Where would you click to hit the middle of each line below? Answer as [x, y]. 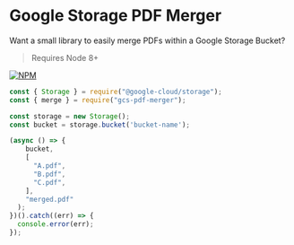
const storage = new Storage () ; [69, 116]
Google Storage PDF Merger [116, 16]
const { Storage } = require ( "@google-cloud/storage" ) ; [116, 92]
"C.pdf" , [49, 182]
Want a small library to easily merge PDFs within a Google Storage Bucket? [147, 40]
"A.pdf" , [49, 166]
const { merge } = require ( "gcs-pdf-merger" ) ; [98, 100]
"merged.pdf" [50, 199]
